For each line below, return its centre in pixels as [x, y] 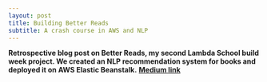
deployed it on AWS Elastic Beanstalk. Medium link [95, 70]
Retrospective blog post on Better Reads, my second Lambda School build [134, 53]
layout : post [30, 16]
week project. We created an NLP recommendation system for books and [132, 61]
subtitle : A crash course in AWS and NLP [78, 30]
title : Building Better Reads [59, 23]
